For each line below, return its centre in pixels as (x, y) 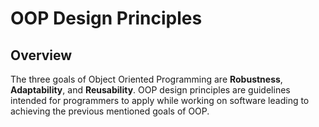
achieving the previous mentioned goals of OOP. (110, 111)
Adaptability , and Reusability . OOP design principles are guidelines (150, 90)
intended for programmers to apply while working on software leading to (160, 100)
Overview (41, 55)
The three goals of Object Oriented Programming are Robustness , (146, 79)
